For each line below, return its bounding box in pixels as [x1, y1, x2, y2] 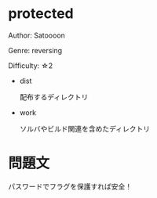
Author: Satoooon [8, 31, 65, 40]
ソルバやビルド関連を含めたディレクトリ [19, 124, 151, 133]
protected [8, 5, 74, 23]
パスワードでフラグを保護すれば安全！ [8, 182, 132, 191]
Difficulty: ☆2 [8, 60, 53, 70]
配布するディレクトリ [19, 92, 89, 102]
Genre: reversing [8, 45, 63, 55]
